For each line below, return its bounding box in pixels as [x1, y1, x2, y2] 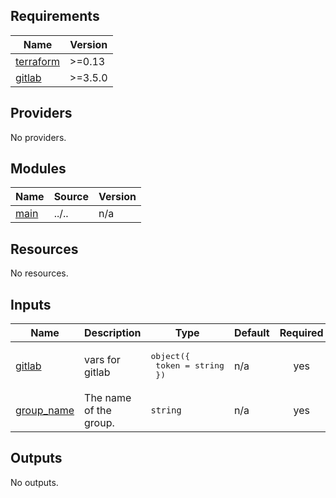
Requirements [10, 8, 100, 25]
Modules [10, 160, 67, 178]
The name [84, 391, 132, 405]
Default [233, 326, 270, 340]
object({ [150, 351, 191, 362]
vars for [84, 352, 121, 366]
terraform [15, 54, 61, 68]
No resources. [10, 267, 69, 279]
